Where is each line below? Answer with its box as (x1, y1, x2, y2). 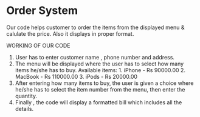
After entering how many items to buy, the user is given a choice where (15, 79, 194, 87)
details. (15, 105, 34, 112)
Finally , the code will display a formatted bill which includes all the (15, 98, 182, 106)
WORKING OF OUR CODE (6, 42, 71, 49)
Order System (6, 4, 78, 18)
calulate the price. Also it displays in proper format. (6, 30, 134, 37)
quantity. (15, 92, 38, 99)
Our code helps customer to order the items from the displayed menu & (6, 24, 185, 31)
